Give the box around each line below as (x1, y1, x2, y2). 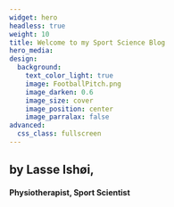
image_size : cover (25, 95, 94, 105)
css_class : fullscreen (17, 129, 102, 138)
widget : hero (9, 12, 58, 22)
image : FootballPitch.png (25, 79, 122, 88)
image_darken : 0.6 (25, 87, 94, 96)
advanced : (9, 121, 46, 130)
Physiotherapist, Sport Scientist (9, 186, 131, 197)
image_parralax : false (25, 112, 110, 121)
